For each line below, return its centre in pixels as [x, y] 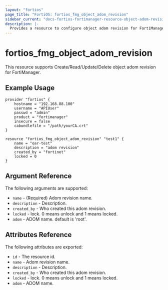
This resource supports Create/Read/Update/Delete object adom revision [80, 67]
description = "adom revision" [47, 147]
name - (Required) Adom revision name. [52, 197]
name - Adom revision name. [41, 262]
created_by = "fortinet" [40, 152]
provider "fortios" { [28, 99]
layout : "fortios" [24, 10]
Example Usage [30, 88]
